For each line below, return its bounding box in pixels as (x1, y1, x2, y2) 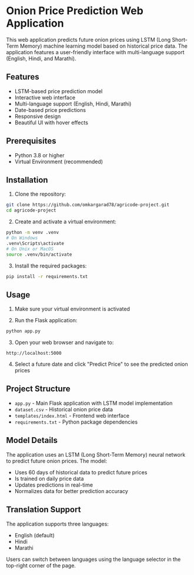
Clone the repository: (14, 190, 66, 198)
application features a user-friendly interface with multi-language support (6, 48, 185, 55)
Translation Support (6, 505, 81, 515)
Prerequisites (6, 136, 56, 146)
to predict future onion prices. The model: (6, 457, 108, 464)
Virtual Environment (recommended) (14, 158, 103, 165)
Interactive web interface (14, 94, 75, 101)
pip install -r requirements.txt (6, 273, 88, 279)
